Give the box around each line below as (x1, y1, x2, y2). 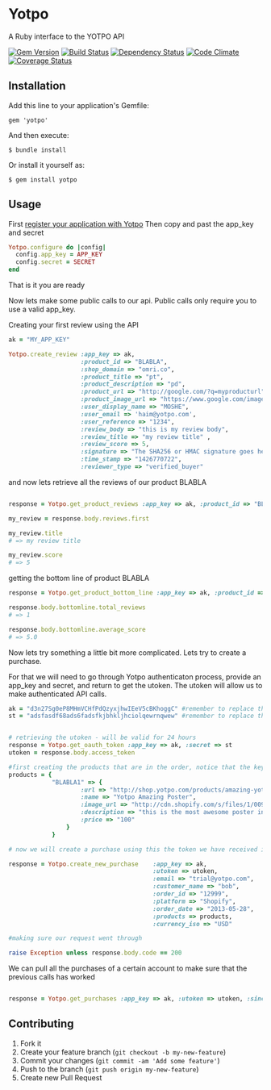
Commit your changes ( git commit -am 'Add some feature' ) (19, 1055, 220, 1065)
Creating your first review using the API (8, 320, 140, 330)
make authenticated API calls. (8, 689, 107, 699)
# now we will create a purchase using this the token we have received (8, 845, 258, 854)
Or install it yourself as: (8, 160, 85, 169)
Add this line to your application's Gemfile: (8, 100, 149, 110)
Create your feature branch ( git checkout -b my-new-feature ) (19, 1046, 227, 1057)
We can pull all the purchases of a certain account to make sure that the (8, 963, 248, 973)
